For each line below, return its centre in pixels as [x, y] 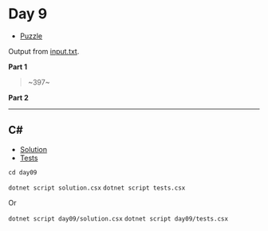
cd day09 [23, 172]
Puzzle [31, 36]
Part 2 [19, 97]
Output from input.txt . [44, 51]
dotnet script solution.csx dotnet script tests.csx [97, 188]
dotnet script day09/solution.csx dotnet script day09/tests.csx [118, 219]
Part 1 [18, 67]
